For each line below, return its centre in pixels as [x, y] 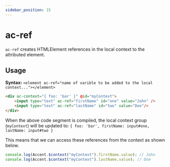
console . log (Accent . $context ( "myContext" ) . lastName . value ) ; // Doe [78, 159]
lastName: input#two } [29, 130]
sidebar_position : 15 [28, 10]
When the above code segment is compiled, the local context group [76, 120]
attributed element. [25, 54]
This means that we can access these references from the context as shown [85, 140]
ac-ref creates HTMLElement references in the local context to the [75, 49]
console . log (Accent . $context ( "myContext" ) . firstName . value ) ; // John [80, 155]
